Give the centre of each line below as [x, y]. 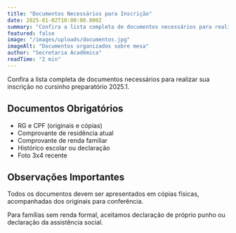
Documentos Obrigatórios [65, 109]
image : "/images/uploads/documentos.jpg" [69, 40]
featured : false [31, 33]
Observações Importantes [66, 177]
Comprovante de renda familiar [62, 140]
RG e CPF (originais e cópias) [60, 125]
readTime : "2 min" [34, 59]
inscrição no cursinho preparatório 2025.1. [68, 86]
